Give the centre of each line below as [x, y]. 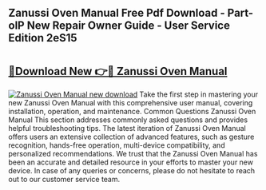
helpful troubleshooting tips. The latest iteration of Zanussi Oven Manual [127, 128]
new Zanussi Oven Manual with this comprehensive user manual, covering [131, 103]
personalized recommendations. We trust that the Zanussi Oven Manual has [133, 154]
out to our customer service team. [64, 179]
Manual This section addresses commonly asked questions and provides [128, 120]
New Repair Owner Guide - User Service [128, 26]
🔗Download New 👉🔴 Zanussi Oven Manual [118, 71]
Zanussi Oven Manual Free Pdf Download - [117, 13]
